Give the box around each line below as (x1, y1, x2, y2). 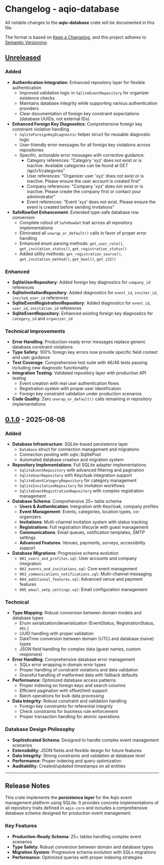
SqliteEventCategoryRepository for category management (19, 477, 137, 483)
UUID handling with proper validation (19, 630, 94, 636)
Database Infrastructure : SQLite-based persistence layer (12, 441, 128, 447)
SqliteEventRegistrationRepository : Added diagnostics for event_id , (12, 300, 151, 306)
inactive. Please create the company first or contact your (26, 188, 141, 194)
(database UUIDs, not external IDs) (19, 116, 90, 122)
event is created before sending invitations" (26, 204, 115, 210)
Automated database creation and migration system (19, 456, 124, 462)
